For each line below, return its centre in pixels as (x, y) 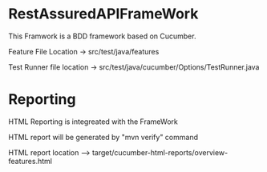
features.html (30, 161)
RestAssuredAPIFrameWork (103, 14)
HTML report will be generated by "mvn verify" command (103, 137)
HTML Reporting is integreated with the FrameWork (93, 122)
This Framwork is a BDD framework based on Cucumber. (102, 36)
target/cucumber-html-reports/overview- (160, 152)
